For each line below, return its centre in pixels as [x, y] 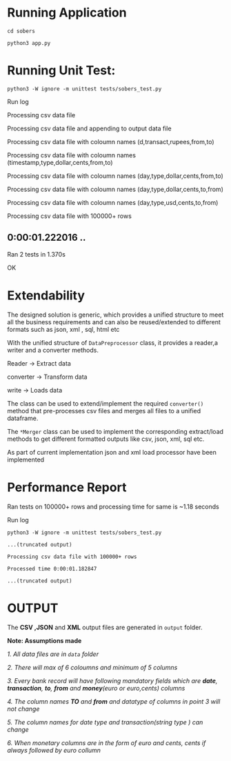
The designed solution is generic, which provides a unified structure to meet [115, 315]
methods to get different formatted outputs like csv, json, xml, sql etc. [106, 439]
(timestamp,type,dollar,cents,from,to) [60, 162]
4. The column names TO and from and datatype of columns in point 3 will [114, 701]
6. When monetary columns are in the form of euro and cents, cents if [107, 742]
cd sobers [21, 31]
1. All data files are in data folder [53, 654]
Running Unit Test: [61, 71]
